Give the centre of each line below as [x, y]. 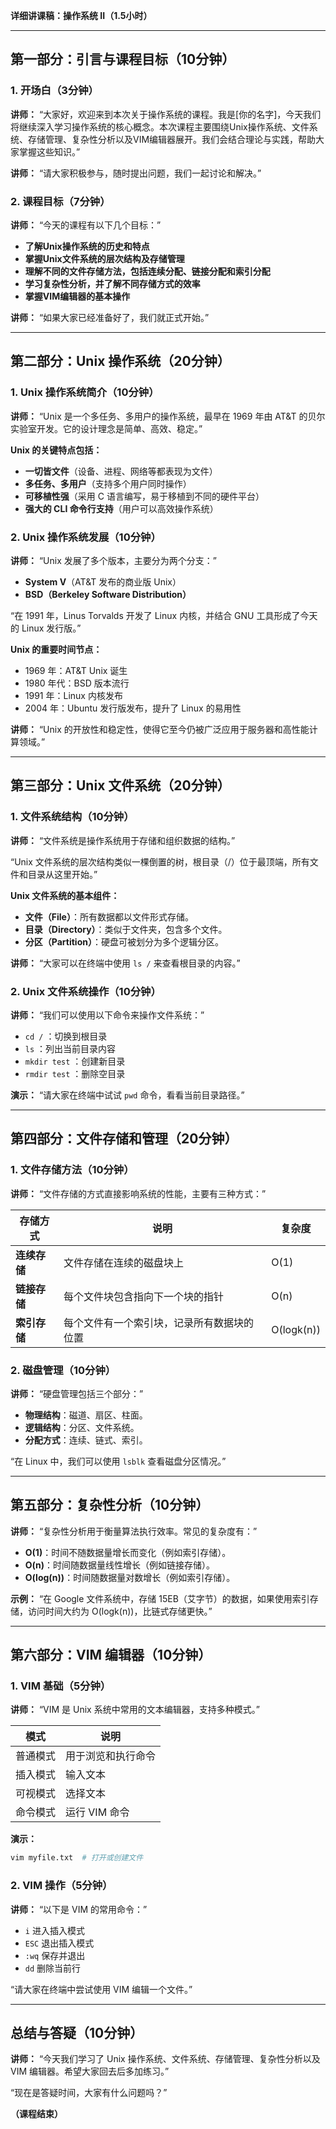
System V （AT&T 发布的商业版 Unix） [103, 581]
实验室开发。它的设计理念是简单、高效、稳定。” [106, 428]
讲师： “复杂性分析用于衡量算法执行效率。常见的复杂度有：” [134, 1531]
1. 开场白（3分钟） [54, 91]
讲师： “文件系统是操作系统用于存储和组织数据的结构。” [123, 840]
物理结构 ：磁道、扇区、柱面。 [86, 1415]
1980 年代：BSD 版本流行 [77, 683]
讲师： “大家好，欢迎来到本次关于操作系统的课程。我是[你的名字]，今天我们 [166, 114]
